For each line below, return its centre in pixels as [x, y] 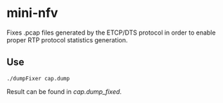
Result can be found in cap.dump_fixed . [64, 91]
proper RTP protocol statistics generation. [67, 40]
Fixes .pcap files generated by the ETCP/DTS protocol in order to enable [111, 32]
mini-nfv [32, 13]
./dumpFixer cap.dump [38, 78]
